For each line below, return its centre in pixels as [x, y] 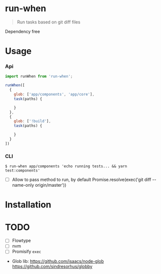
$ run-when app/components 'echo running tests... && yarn [66, 166]
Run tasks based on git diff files [49, 22]
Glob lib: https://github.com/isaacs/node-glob [58, 261]
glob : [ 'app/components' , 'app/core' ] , [54, 95]
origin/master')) [51, 185]
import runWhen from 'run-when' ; [39, 77]
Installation [28, 205]
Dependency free [23, 31]
